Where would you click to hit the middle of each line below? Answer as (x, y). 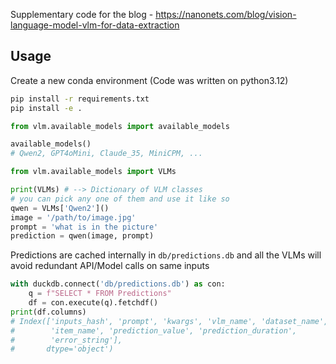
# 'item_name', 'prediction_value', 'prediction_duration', (154, 330)
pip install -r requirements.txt (80, 99)
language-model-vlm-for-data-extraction (95, 25)
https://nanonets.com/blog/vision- (226, 14)
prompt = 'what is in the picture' (84, 227)
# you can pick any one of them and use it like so (120, 199)
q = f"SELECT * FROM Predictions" (100, 294)
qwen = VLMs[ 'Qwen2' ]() (60, 208)
